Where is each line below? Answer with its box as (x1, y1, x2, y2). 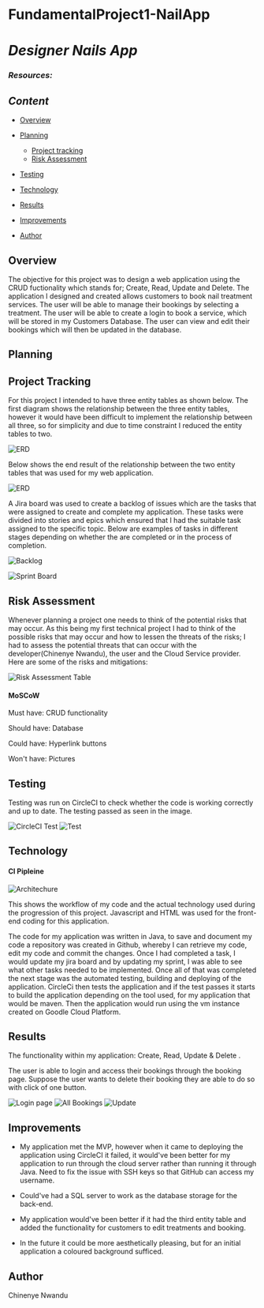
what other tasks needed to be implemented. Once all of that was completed (8, 965, 257, 975)
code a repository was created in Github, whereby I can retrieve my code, (8, 940, 247, 949)
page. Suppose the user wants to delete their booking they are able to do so (8, 1074, 255, 1084)
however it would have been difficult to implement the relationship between (8, 412, 253, 422)
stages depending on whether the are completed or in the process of (8, 532, 232, 542)
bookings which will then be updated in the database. (8, 325, 182, 334)
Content (8, 94, 50, 107)
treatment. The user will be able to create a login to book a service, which (8, 308, 247, 318)
